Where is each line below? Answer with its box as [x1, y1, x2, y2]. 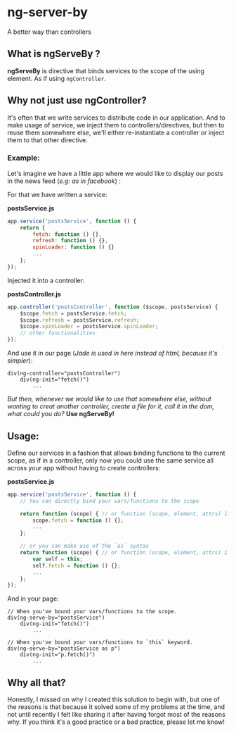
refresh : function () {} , [32, 237, 109, 244]
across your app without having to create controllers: [7, 463, 161, 472]
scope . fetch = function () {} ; [32, 517, 124, 524]
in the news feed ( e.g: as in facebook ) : [7, 177, 122, 185]
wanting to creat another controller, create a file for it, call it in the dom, [7, 402, 215, 411]
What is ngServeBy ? [7, 48, 100, 60]
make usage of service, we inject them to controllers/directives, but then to [7, 120, 225, 129]
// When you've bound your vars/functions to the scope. [7, 608, 178, 615]
